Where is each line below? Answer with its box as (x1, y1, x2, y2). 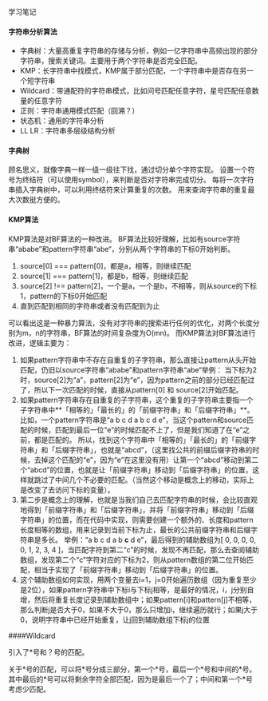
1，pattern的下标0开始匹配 (19, 291, 108, 301)
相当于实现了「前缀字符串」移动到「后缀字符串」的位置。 (33, 564, 223, 574)
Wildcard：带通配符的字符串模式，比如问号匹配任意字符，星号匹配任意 (19, 86, 253, 96)
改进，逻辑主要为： (8, 338, 72, 348)
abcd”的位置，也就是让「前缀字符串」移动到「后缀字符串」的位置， (30, 464, 253, 474)
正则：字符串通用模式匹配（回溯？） (19, 106, 140, 116)
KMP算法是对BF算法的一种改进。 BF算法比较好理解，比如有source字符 (8, 234, 241, 244)
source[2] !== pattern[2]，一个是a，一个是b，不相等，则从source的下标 (19, 281, 258, 290)
